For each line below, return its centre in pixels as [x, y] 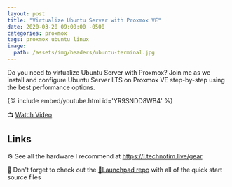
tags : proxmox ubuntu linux [48, 40]
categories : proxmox [37, 33]
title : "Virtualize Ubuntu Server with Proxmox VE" [84, 20]
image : [17, 46]
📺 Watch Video [30, 114]
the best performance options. [51, 87]
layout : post [26, 14]
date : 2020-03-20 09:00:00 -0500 [56, 27]
